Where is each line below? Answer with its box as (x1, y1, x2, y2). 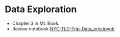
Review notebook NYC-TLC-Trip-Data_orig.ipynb (12, 25, 115, 31)
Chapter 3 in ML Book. (12, 20, 60, 26)
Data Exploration (5, 4, 77, 15)
